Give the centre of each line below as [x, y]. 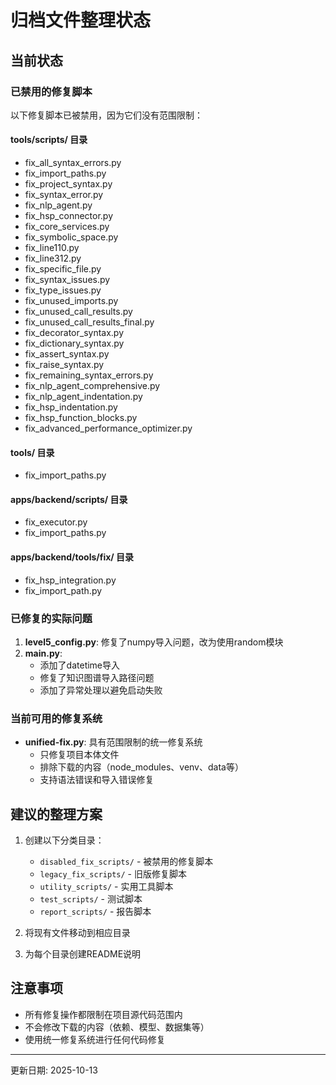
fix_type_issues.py [63, 290]
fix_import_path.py [63, 590]
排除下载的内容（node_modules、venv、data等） [141, 767]
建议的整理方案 [56, 814]
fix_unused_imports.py [71, 301]
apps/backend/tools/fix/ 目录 [72, 557]
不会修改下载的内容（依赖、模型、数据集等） [117, 1027]
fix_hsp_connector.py [69, 216]
